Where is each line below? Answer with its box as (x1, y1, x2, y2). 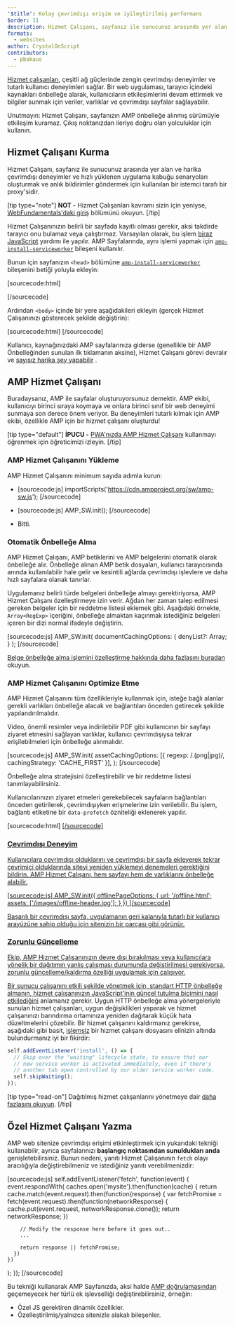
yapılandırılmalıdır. (7, 709, 60, 717)
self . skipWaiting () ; (13, 1074, 74, 1081)
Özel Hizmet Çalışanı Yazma (7, 1120, 133, 1132)
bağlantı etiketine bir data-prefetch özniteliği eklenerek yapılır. (7, 808, 187, 817)
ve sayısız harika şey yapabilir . (7, 356, 98, 364)
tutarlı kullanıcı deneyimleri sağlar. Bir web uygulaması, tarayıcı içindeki (7, 82, 213, 91)
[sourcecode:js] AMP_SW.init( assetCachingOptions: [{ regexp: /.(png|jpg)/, (7, 751, 225, 759)
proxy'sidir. (7, 187, 40, 196)
